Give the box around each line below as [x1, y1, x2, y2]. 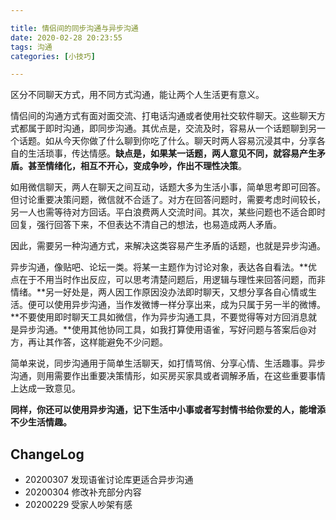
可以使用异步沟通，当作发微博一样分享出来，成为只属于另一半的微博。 [36, 299, 326, 311]
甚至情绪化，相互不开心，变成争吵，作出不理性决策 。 [27, 160, 247, 172]
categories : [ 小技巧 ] [10, 51, 96, 61]
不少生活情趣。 [10, 416, 72, 428]
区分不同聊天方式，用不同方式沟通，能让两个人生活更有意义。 [10, 89, 265, 101]
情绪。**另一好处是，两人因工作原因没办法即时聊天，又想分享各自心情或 [10, 286, 309, 298]
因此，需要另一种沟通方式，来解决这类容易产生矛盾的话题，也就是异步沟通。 [10, 240, 326, 252]
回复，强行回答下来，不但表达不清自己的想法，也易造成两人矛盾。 [10, 219, 282, 231]
